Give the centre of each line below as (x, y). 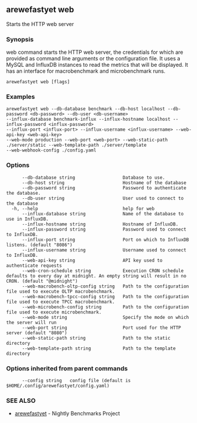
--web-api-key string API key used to (92, 260)
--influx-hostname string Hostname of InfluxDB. (100, 224)
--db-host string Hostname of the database (104, 183)
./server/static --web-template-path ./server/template (76, 145)
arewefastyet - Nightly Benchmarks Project (67, 414)
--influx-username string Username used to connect (104, 250)
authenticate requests (34, 266)
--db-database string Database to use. (93, 177)
